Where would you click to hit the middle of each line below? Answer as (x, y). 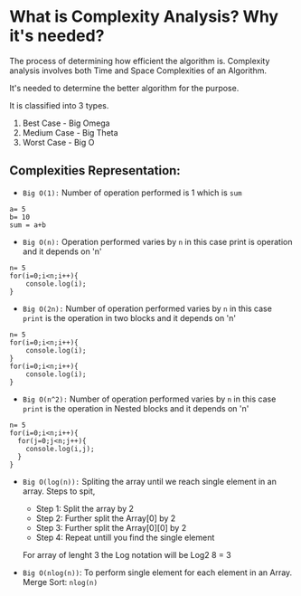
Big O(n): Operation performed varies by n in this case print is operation (157, 241)
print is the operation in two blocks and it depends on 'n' (129, 317)
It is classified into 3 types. (59, 105)
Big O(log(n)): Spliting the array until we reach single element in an (150, 481)
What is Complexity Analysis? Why (144, 17)
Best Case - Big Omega (66, 123)
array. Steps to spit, (59, 491)
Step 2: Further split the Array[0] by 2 (106, 518)
